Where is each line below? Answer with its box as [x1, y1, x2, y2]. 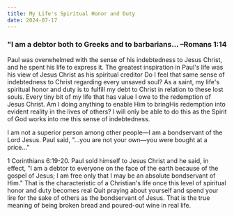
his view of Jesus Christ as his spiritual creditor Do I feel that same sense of [7, 70, 225, 79]
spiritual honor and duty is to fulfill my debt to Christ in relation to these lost [7, 85, 224, 93]
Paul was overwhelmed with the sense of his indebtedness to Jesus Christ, [7, 55, 223, 63]
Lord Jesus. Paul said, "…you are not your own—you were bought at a [7, 135, 208, 144]
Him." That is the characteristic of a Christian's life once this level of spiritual [7, 178, 226, 187]
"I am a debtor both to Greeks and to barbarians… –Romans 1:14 [7, 40, 227, 49]
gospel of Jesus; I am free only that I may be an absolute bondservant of [7, 171, 216, 180]
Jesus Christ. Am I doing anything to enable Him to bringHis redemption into [7, 100, 226, 108]
